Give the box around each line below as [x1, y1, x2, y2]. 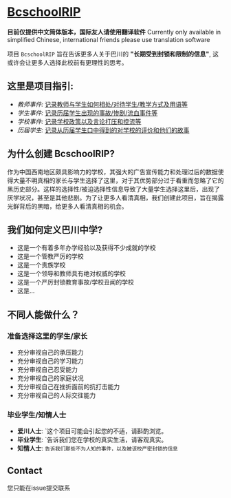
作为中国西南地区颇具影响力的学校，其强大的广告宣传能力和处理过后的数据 [7, 167, 218, 176]
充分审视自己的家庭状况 [16, 374, 84, 382]
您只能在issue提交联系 [7, 484, 71, 492]
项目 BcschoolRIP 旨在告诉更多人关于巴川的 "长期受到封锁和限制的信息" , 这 [7, 50, 219, 58]
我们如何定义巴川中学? [7, 224, 103, 236]
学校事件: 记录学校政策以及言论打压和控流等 [16, 117, 142, 125]
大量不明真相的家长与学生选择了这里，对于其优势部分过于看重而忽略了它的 [12, 176, 224, 185]
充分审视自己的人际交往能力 [16, 391, 96, 400]
